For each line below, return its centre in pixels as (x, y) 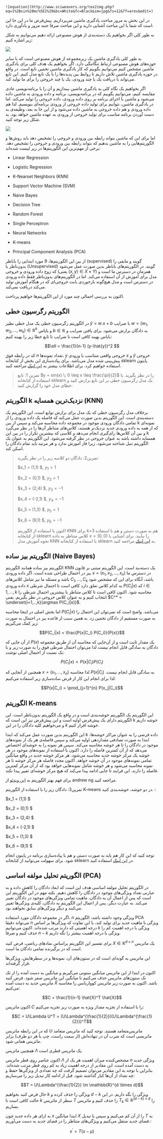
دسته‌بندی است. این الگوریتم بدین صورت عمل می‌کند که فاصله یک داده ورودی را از (80, 417)
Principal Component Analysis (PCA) (49, 252)
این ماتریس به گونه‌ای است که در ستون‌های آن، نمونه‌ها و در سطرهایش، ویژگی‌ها (78, 958)
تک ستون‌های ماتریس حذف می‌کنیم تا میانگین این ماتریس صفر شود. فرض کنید (76, 977)
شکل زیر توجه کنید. (23, 119)
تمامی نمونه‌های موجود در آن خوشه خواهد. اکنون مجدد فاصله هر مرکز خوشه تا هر (79, 760)
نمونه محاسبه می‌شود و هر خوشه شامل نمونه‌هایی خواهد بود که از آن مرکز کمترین (79, 766)
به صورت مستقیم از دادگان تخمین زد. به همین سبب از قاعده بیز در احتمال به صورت (81, 618)
